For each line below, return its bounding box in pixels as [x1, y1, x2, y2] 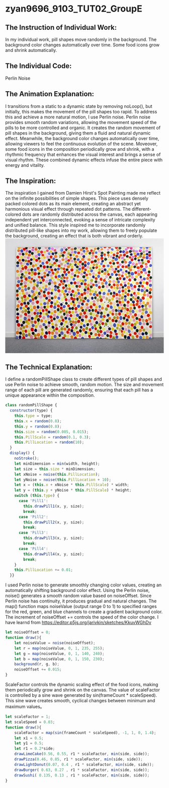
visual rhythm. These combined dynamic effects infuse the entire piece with [5, 157, 163, 163]
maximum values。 [5, 704, 45, 710]
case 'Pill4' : [18, 546, 49, 551]
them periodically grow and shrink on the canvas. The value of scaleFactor [5, 687, 160, 693]
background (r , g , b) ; [14, 661, 59, 667]
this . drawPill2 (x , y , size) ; [23, 520, 84, 525]
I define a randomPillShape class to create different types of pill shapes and [5, 376, 162, 382]
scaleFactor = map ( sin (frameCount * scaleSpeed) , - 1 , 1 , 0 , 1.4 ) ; [14, 730, 156, 735]
